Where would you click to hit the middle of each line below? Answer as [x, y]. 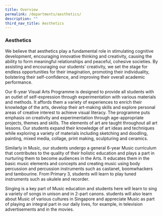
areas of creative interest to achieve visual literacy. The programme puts [78, 112]
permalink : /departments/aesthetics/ [43, 14]
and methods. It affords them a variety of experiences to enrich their [73, 102]
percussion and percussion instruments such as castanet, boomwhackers [79, 169]
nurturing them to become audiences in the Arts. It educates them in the [77, 158]
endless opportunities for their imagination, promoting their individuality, [77, 72]
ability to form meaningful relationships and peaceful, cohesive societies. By [81, 61]
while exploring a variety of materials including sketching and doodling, [76, 133]
